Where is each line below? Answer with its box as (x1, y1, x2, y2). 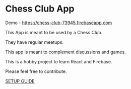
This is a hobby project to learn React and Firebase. (5, 58, 112, 64)
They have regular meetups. (5, 39, 64, 45)
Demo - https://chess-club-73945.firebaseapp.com (5, 20, 112, 26)
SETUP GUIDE (5, 78, 35, 84)
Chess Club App (5, 3, 75, 15)
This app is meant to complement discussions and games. (5, 49, 126, 55)
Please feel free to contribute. (5, 68, 67, 74)
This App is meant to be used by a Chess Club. (5, 29, 103, 35)
